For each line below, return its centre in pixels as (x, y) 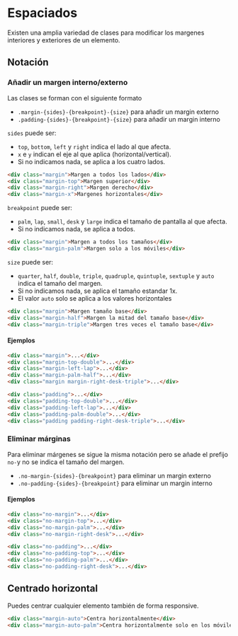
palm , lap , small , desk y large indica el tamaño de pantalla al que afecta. (123, 221)
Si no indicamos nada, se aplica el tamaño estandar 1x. (97, 291)
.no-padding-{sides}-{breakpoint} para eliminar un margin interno (115, 483)
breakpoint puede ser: (40, 208)
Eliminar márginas (39, 439)
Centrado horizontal (52, 589)
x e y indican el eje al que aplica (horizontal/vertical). (94, 154)
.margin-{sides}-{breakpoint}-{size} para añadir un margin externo (118, 112)
